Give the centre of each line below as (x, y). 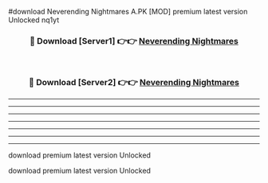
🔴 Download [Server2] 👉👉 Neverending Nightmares (134, 83)
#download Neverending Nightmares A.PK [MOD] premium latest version (128, 12)
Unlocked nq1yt (34, 20)
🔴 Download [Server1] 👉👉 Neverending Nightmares (134, 41)
